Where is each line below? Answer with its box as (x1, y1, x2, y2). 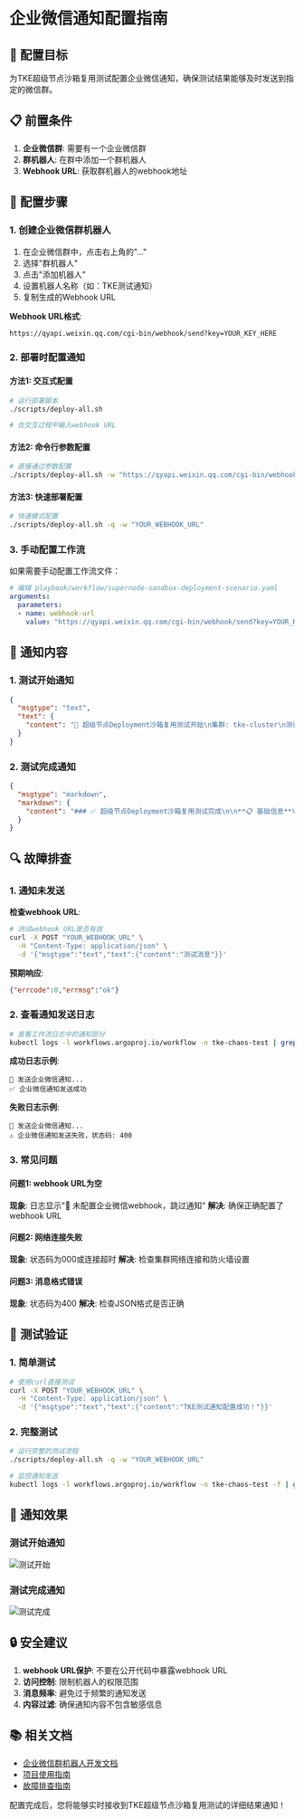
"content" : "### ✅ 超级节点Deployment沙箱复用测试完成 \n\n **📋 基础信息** (25, 806, 292, 815)
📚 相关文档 (9, 1728, 73, 1743)
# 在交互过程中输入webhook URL (9, 421, 117, 430)
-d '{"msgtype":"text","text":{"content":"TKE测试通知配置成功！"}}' (17, 1403, 273, 1412)
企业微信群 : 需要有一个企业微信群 (22, 142, 147, 154)
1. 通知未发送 (9, 884, 65, 897)
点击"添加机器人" (22, 269, 86, 280)
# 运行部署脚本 (9, 395, 59, 405)
